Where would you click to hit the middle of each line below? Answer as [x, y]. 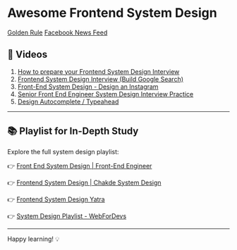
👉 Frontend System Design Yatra [56, 199]
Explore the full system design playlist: [63, 151]
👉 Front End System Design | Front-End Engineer [80, 165]
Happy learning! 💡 [34, 239]
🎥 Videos [28, 55]
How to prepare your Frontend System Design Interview [98, 71]
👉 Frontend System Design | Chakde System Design [84, 182]
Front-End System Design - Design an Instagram [88, 87]
